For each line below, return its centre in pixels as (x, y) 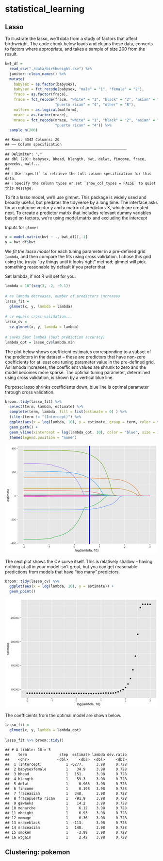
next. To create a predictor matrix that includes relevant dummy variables (78, 213)
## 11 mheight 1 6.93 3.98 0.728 (66, 813)
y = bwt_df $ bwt (20, 242)
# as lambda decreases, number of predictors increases (63, 296)
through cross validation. (30, 392)
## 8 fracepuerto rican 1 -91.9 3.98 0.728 (66, 798)
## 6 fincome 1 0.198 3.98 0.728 (66, 789)
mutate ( (17, 79)
